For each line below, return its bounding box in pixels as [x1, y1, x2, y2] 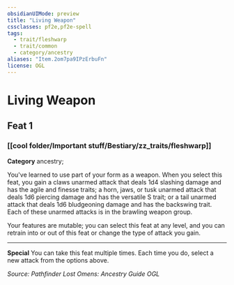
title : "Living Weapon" [7, 17, 77, 24]
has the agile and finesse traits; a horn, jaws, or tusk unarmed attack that [7, 185, 217, 193]
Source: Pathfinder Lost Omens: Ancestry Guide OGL [7, 270, 160, 278]
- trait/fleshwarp [13, 36, 68, 43]
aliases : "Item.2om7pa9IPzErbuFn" [7, 56, 108, 63]
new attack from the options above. [7, 256, 109, 264]
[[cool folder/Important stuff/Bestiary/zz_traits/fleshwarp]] [7, 141, 212, 151]
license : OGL [7, 62, 45, 69]
